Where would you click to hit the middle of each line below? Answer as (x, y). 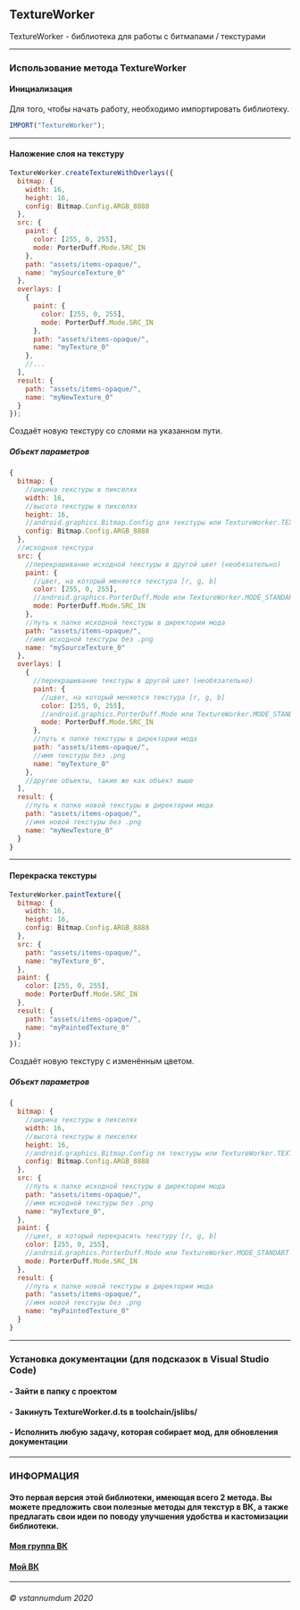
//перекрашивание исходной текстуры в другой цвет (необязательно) (153, 564)
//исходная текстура (55, 548)
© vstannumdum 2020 (51, 1598)
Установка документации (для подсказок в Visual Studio (139, 1359)
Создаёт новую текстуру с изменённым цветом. (102, 1061)
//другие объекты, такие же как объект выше (109, 780)
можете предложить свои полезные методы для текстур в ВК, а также (149, 1506)
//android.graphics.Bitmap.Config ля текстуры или (121, 1153)
